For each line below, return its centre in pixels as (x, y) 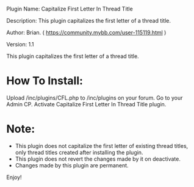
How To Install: (45, 81)
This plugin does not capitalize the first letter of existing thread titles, (102, 145)
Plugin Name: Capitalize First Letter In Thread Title (70, 9)
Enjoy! (14, 177)
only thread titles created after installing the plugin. (79, 152)
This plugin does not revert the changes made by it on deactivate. (98, 159)
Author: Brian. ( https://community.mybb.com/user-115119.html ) (86, 32)
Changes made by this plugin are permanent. (72, 165)
